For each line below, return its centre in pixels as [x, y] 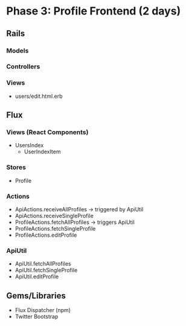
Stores [16, 167]
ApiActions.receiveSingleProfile [54, 216]
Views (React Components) [47, 132]
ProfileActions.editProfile [46, 235]
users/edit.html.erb [39, 96]
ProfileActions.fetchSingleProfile [55, 229]
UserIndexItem [42, 152]
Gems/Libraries [36, 296]
